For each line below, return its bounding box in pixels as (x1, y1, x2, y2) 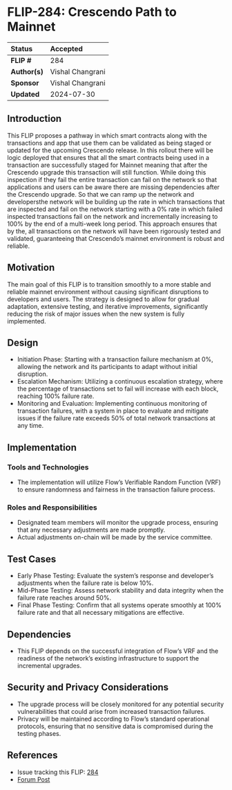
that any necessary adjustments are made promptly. (17, 526, 166, 534)
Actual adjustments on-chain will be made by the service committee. (17, 533, 213, 541)
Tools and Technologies (7, 462, 89, 472)
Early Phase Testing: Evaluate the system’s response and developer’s (17, 572, 214, 580)
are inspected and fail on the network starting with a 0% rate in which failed (7, 205, 223, 213)
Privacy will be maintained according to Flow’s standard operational (17, 715, 209, 723)
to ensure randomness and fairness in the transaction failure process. (17, 485, 215, 494)
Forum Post (17, 775, 50, 783)
